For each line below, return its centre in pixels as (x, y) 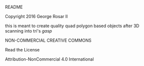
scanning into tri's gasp (29, 31)
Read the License (22, 50)
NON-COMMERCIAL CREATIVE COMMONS (48, 40)
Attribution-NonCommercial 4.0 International (49, 59)
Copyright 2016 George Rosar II (36, 16)
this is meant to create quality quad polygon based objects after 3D (72, 26)
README (14, 7)
